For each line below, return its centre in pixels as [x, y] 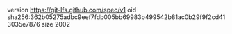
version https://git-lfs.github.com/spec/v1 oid [72, 10]
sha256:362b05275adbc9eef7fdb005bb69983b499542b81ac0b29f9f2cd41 [116, 17]
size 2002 [56, 24]
